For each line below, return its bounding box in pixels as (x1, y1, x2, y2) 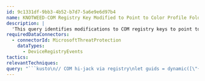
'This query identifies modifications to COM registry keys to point (12, 26, 192, 32)
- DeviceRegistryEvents (22, 49, 84, 55)
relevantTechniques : (6, 60, 59, 66)
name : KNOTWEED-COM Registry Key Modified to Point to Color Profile (6, 15, 187, 21)
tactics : (6, 54, 29, 60)
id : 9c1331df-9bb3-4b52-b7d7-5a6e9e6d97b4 (6, 9, 116, 15)
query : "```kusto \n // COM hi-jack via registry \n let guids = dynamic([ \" (6, 65, 198, 72)
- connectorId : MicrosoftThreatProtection (12, 37, 121, 43)
